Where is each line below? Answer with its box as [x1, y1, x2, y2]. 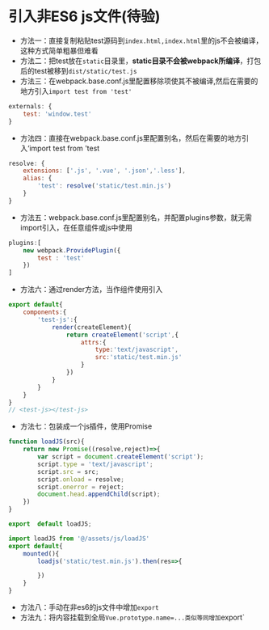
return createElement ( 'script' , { [65, 331, 179, 339]
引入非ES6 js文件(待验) [8, 7, 161, 26]
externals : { [8, 102, 53, 110]
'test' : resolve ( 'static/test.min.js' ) [37, 182, 172, 190]
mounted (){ [23, 549, 60, 558]
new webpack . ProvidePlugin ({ [23, 246, 121, 255]
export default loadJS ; [8, 520, 92, 528]
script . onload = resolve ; [37, 475, 125, 484]
